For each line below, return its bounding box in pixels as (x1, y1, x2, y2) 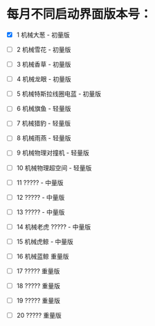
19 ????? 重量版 (16, 296, 60, 305)
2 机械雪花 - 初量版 (16, 46, 71, 53)
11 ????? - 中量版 (16, 178, 64, 187)
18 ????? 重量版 (16, 282, 60, 290)
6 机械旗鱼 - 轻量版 (16, 105, 71, 113)
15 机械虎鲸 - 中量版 (16, 237, 74, 246)
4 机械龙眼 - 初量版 (16, 75, 72, 83)
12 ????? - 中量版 (16, 193, 65, 201)
